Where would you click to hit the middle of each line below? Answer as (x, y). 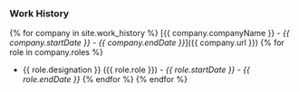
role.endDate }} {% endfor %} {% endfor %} (105, 79)
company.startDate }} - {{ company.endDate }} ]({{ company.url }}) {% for (147, 42)
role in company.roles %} (57, 52)
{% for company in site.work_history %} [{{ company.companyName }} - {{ (149, 33)
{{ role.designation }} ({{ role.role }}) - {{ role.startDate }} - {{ (136, 70)
